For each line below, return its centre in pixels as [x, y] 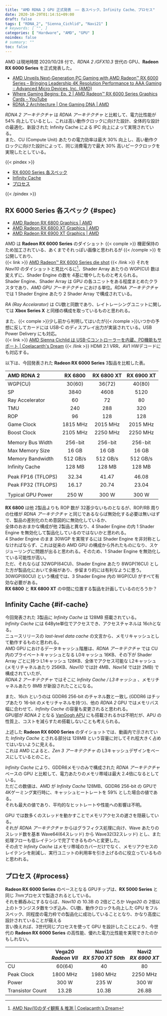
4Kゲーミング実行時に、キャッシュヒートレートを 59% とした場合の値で [79, 792]
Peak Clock [21, 974]
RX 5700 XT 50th [104, 958]
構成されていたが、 [25, 673]
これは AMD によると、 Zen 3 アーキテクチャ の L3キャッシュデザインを [78, 750]
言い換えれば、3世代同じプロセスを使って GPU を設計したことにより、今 [80, 926]
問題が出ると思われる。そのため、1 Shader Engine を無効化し [98, 552]
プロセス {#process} [37, 876]
